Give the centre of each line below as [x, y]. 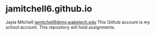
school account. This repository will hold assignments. [61, 27]
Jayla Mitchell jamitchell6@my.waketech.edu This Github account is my [78, 22]
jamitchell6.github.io [49, 9]
